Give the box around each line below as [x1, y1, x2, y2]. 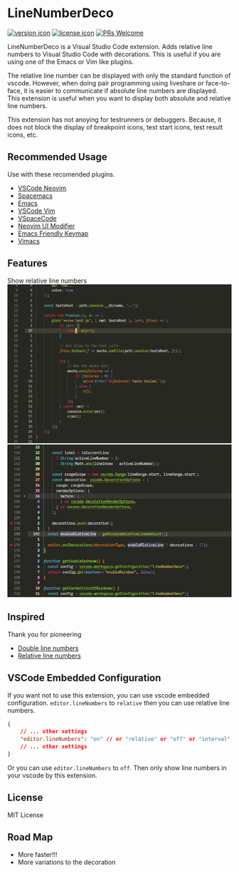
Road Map [7, 831, 53, 844]
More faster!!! [17, 850, 58, 858]
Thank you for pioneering [7, 630, 82, 639]
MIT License [7, 810, 44, 819]
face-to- [205, 78, 230, 87]
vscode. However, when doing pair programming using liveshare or [7, 78, 204, 87]
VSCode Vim [17, 206, 55, 215]
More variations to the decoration [17, 858, 116, 866]
